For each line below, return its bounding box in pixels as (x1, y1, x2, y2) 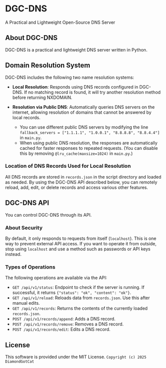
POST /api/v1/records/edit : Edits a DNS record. (12, 326, 111, 332)
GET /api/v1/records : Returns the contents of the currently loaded (12, 305, 148, 312)
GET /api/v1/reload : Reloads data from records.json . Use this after (12, 295, 150, 301)
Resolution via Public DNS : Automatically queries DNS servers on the (12, 104, 155, 110)
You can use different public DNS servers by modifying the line (19, 124, 149, 130)
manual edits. (12, 300, 40, 306)
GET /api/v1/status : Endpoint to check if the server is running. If (12, 284, 145, 290)
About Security (5, 224, 43, 231)
